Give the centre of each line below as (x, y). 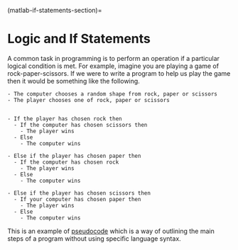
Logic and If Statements (79, 39)
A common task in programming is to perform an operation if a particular (114, 58)
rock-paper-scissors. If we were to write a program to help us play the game (119, 73)
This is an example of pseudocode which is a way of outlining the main (111, 231)
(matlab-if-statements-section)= (55, 10)
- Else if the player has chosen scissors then (79, 193)
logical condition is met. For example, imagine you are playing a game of (113, 66)
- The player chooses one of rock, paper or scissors (89, 100)
